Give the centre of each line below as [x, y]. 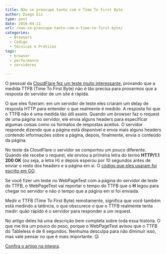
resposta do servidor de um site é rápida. [47, 94]
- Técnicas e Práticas [33, 47]
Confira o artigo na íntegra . [33, 246]
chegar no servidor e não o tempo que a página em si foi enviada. [72, 191]
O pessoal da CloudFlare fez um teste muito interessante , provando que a [80, 83]
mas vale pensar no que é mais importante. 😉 [52, 237]
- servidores [23, 65]
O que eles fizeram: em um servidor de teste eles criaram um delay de [77, 103]
